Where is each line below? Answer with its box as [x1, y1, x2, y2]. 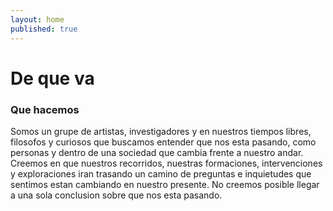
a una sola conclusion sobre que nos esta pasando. [10, 189, 223, 201]
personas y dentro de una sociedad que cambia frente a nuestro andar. [10, 146, 304, 158]
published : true [10, 24, 78, 34]
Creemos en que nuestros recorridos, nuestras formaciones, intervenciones [10, 157, 323, 169]
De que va [10, 67, 95, 90]
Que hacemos [10, 102, 80, 116]
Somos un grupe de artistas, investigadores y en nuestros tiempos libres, [10, 125, 312, 137]
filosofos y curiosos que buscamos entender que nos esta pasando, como [10, 136, 317, 148]
